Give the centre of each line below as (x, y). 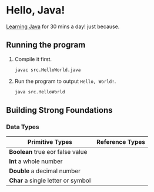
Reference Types (121, 142)
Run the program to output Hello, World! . (65, 81)
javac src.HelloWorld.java (48, 70)
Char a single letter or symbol (50, 181)
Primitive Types (50, 142)
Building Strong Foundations (59, 110)
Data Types (23, 127)
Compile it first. (33, 59)
